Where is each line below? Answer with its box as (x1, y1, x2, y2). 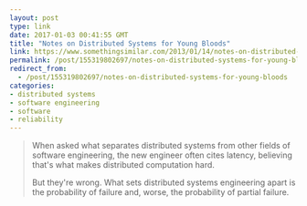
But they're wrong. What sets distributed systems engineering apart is (31, 177, 296, 188)
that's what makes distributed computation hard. (31, 160, 215, 170)
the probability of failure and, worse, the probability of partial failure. (31, 187, 290, 198)
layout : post (9, 13, 59, 23)
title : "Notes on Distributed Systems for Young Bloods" (9, 38, 231, 48)
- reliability (9, 115, 64, 124)
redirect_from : (9, 65, 68, 74)
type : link (9, 22, 51, 31)
